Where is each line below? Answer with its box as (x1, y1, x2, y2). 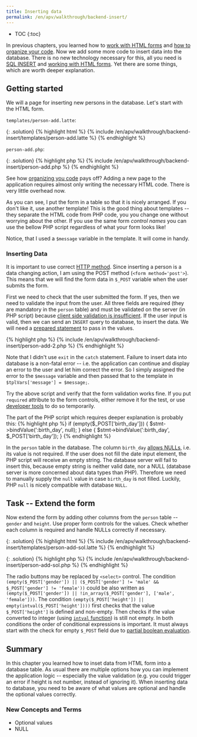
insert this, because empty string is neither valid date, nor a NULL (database (6, 463, 191, 470)
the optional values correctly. (6, 691, 76, 698)
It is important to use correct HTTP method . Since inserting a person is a (6, 263, 182, 270)
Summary (6, 644, 43, 654)
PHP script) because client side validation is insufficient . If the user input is (6, 312, 188, 319)
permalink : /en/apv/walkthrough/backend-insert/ (6, 14, 128, 20)
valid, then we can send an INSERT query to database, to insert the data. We (6, 318, 189, 325)
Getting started (6, 83, 64, 93)
